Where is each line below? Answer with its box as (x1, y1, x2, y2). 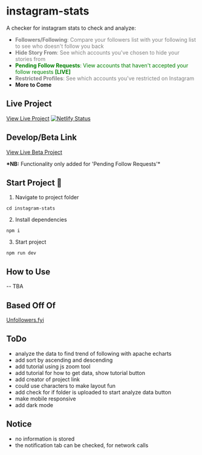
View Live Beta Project (6, 148, 62, 156)
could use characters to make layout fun (15, 382, 116, 389)
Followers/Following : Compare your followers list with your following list (15, 36, 197, 43)
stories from (15, 55, 46, 62)
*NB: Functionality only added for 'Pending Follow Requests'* (6, 160, 161, 167)
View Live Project (6, 115, 50, 122)
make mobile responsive (15, 395, 76, 402)
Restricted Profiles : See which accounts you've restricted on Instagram (15, 75, 195, 82)
